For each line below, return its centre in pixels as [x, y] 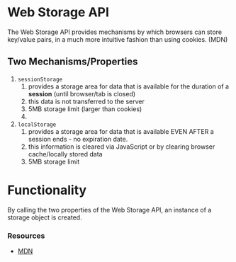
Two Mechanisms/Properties [73, 62]
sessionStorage [40, 79]
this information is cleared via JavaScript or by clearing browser [122, 147]
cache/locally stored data [65, 154]
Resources [26, 236]
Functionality [47, 190]
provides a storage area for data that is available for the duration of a [128, 86]
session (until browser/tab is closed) [82, 93]
